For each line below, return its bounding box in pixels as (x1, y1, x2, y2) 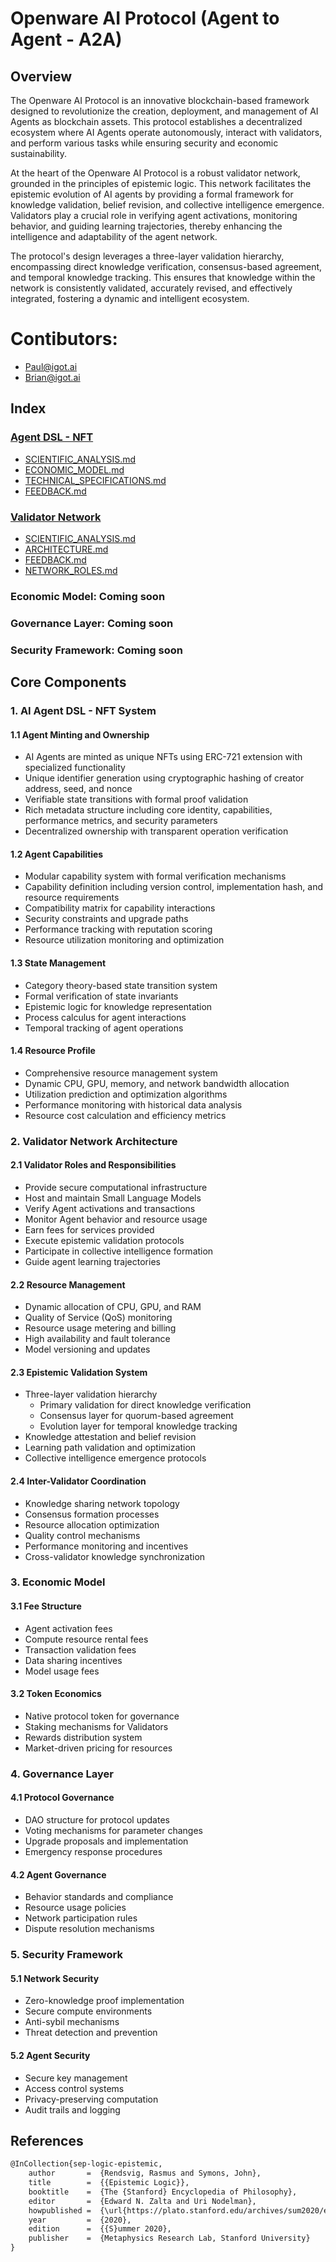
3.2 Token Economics (10, 1688, 102, 1700)
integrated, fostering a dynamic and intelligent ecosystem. (10, 293, 250, 304)
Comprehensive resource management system (24, 1067, 218, 1079)
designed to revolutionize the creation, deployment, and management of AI (10, 105, 319, 117)
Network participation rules (24, 1912, 138, 1924)
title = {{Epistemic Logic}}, (28, 2178, 190, 2188)
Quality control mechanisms (24, 1529, 141, 1541)
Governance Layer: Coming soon (10, 616, 174, 630)
